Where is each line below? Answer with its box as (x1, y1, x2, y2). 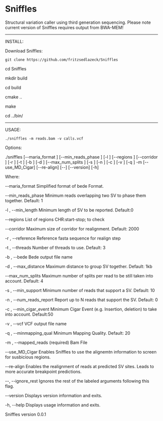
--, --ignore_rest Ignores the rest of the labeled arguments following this (5, 378, 149, 384)
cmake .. (5, 94, 22, 100)
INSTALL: (5, 38, 24, 44)
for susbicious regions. (5, 354, 51, 360)
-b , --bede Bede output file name (5, 254, 73, 260)
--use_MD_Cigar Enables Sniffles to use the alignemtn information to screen (5, 349, 157, 355)
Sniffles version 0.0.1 (5, 411, 46, 417)
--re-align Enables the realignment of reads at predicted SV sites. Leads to (5, 363, 154, 369)
